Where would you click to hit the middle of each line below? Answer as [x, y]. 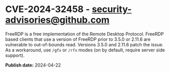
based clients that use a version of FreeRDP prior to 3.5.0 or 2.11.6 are [78, 39]
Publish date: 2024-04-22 [33, 65]
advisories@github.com [58, 20]
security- [112, 9]
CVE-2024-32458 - [48, 9]
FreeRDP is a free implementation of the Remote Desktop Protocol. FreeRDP [84, 34]
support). [15, 55]
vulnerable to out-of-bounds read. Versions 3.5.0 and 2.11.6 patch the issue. [84, 44]
